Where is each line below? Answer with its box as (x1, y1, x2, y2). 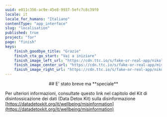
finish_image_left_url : (14, 58, 64, 63)
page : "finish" (5, 40, 37, 45)
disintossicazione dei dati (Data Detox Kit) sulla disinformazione (5, 96, 136, 102)
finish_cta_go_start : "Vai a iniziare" (14, 53, 97, 58)
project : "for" (5, 35, 37, 40)
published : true (5, 30, 39, 35)
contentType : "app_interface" (5, 21, 68, 26)
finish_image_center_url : (14, 62, 68, 67)
